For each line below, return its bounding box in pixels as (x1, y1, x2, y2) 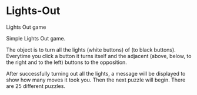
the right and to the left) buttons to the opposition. (6, 59, 128, 66)
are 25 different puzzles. (6, 82, 66, 89)
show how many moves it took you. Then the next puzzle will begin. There (6, 76, 186, 83)
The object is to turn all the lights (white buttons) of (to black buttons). (6, 46, 176, 53)
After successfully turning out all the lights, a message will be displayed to (6, 70, 186, 77)
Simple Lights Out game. (6, 35, 66, 42)
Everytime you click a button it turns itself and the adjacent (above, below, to (6, 52, 192, 59)
